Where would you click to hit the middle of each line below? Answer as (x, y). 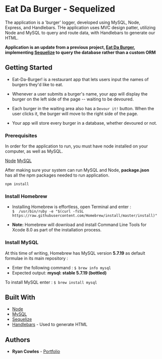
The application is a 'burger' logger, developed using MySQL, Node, (73, 22)
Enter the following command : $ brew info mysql (61, 267)
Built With (20, 298)
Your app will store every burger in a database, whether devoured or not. (84, 123)
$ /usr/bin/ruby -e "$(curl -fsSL (48, 212)
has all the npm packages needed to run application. (57, 175)
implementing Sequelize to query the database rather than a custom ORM (81, 52)
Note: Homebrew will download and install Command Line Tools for (79, 225)
